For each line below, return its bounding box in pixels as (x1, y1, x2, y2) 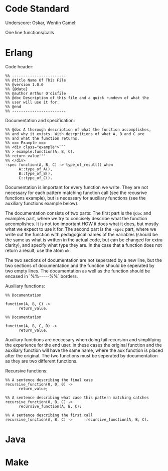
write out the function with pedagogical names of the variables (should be (5, 231, 158, 237)
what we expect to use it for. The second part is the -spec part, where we (5, 226, 156, 232)
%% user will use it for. (5, 100, 59, 105)
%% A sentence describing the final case (5, 378, 93, 383)
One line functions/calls (5, 29, 54, 35)
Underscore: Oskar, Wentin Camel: (5, 20, 77, 26)
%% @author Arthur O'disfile (5, 91, 66, 96)
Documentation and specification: (5, 117, 75, 123)
